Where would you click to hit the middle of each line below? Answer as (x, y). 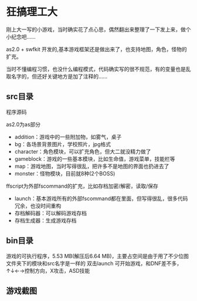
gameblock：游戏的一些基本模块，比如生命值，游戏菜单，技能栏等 (95, 158)
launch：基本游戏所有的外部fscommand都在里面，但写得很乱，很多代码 (101, 198)
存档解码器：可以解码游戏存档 (50, 213)
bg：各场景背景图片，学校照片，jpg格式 (63, 144)
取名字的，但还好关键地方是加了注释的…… (57, 76)
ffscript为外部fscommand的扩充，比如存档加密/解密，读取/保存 (82, 186)
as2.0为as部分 (23, 124)
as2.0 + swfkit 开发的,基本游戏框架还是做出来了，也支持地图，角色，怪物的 (97, 49)
